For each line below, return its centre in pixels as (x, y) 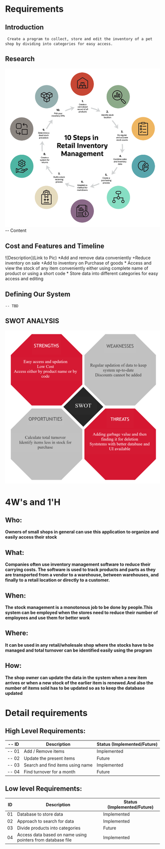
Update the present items (49, 758)
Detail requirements (46, 713)
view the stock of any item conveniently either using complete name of (77, 268)
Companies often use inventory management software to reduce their (78, 564)
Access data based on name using (52, 835)
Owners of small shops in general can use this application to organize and (82, 532)
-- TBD (12, 306)
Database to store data (40, 814)
